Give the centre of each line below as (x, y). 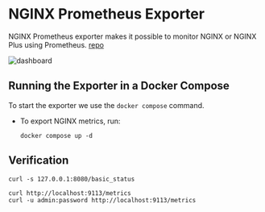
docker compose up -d (56, 135)
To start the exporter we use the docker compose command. (106, 105)
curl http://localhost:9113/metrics (70, 193)
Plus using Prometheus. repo (56, 44)
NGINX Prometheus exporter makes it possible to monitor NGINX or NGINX (132, 36)
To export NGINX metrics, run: (70, 121)
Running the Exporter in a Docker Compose (119, 86)
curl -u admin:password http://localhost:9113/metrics (102, 200)
